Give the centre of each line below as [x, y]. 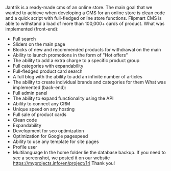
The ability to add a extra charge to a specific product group [76, 60]
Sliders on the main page [39, 44]
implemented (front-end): [32, 29]
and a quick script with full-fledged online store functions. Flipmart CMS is [83, 18]
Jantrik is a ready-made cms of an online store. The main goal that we [79, 7]
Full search [24, 39]
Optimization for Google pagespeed [50, 136]
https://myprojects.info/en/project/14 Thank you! [64, 163]
